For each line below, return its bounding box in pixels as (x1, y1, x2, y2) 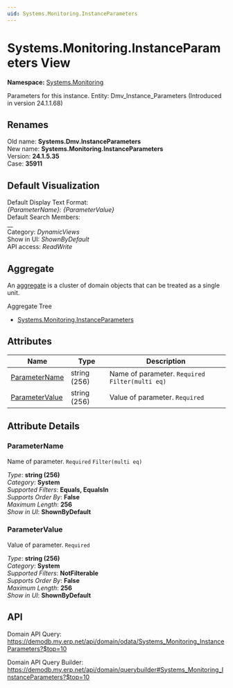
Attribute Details (7, 420, 80, 432)
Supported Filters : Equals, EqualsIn (7, 485, 109, 494)
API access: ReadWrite (7, 243, 73, 251)
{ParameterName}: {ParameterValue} (7, 206, 114, 214)
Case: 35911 (7, 159, 43, 168)
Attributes (7, 335, 52, 348)
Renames (7, 119, 49, 131)
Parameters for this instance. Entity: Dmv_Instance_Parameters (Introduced (7, 91, 222, 99)
